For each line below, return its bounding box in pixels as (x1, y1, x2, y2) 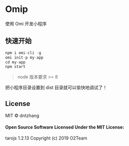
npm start (5, 64, 26, 69)
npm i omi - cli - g (5, 50, 41, 55)
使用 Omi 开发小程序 (5, 20, 47, 26)
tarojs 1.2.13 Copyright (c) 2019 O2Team (5, 135, 87, 141)
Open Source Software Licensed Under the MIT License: (5, 124, 124, 130)
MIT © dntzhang (5, 112, 39, 118)
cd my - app (5, 59, 26, 64)
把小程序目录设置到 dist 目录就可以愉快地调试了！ (5, 84, 107, 90)
